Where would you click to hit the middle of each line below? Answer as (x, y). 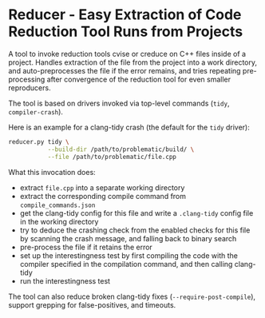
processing (27, 79)
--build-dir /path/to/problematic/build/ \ (121, 149)
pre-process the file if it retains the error (86, 247)
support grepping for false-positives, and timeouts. (92, 304)
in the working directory (59, 221)
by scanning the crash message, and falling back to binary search (128, 238)
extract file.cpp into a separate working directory (102, 187)
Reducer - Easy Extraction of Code (125, 15)
